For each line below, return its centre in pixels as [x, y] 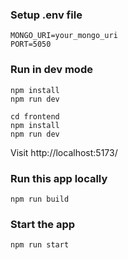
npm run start [40, 245]
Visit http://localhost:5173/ [64, 152]
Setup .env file [46, 15]
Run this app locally [59, 178]
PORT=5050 [31, 44]
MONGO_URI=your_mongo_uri [64, 36]
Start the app [43, 224]
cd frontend [35, 116]
